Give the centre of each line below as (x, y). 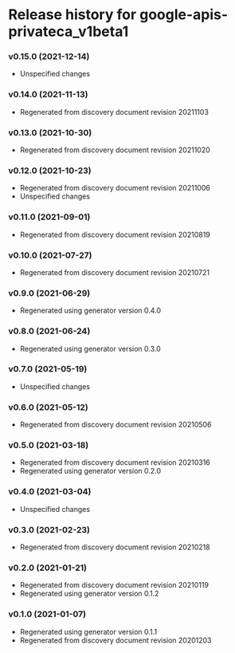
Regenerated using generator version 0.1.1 (88, 631)
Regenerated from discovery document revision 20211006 (115, 188)
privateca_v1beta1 (69, 31)
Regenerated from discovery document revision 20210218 (115, 547)
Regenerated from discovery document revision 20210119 (114, 585)
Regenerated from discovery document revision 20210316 (115, 462)
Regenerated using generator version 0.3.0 (90, 348)
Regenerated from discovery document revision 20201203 (116, 640)
